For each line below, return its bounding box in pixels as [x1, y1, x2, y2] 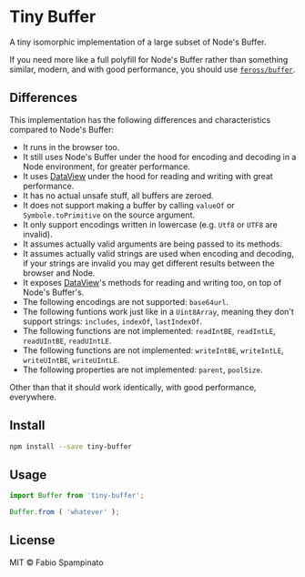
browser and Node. [22, 267, 96, 278]
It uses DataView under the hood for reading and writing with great [22, 170, 273, 181]
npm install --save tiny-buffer [9, 441, 132, 451]
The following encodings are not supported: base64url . [22, 296, 229, 307]
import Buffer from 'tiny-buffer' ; [9, 491, 145, 501]
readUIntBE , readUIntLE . [22, 335, 112, 346]
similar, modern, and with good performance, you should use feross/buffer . [9, 64, 296, 75]
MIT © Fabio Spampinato [9, 557, 104, 568]
